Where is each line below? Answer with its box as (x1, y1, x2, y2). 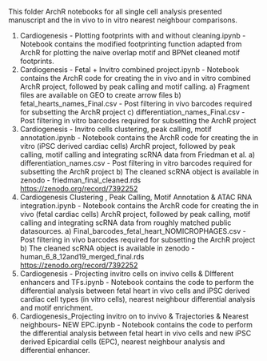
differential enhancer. (19, 346, 90, 355)
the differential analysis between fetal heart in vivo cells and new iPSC (19, 328, 252, 338)
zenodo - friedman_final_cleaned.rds (19, 175, 141, 185)
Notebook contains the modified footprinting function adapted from (19, 39, 242, 49)
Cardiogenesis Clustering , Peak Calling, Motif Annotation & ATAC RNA (19, 192, 253, 202)
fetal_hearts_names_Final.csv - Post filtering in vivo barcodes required (19, 99, 253, 108)
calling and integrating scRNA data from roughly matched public (19, 218, 232, 227)
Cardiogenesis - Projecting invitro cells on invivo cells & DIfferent (19, 269, 234, 279)
